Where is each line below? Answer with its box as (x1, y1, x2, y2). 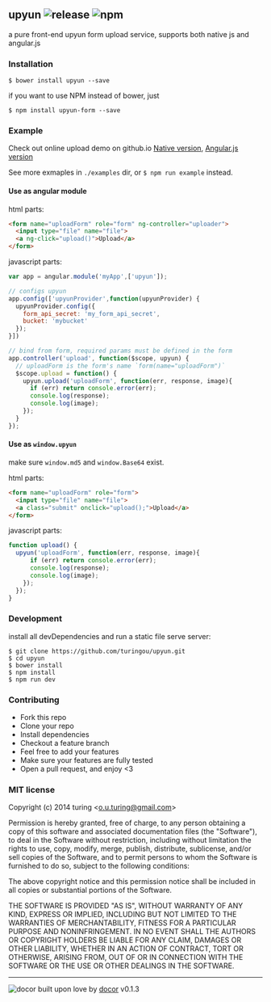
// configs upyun (8, 287, 67, 295)
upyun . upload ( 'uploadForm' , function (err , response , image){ (23, 377, 232, 385)
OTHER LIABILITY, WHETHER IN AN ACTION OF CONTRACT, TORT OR (8, 944, 244, 954)
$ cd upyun (8, 654, 45, 663)
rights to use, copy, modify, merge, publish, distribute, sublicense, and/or (8, 844, 252, 853)
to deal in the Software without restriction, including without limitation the (8, 836, 252, 845)
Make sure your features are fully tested (19, 756, 153, 765)
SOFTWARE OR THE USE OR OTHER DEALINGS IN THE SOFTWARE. (8, 961, 235, 970)
